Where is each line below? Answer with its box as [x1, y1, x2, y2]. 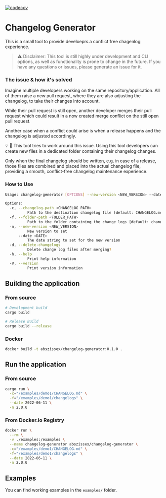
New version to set [27, 229, 68, 234]
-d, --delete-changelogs [9, 243, 61, 248]
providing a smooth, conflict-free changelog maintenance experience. [5, 169, 148, 175]
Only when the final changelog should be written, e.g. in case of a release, [5, 158, 157, 164]
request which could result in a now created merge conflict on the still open [5, 113, 159, 119]
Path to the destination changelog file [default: [27, 210, 134, 215]
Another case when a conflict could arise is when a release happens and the [5, 128, 161, 134]
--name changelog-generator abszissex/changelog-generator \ [9, 441, 138, 446]
